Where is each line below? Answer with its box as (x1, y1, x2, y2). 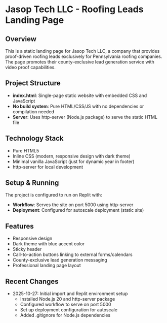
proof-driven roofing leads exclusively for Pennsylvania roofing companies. (5, 53, 162, 59)
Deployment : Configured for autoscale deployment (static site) (12, 207, 144, 213)
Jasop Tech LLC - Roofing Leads (5, 4, 144, 15)
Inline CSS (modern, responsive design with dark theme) (12, 153, 131, 159)
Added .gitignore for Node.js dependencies (20, 312, 110, 318)
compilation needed (12, 108, 55, 115)
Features (5, 222, 34, 231)
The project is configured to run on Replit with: (5, 192, 102, 198)
